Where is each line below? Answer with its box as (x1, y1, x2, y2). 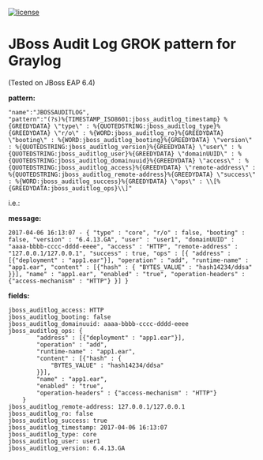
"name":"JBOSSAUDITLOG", (8, 108, 90, 116)
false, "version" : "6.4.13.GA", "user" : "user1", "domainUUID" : (8, 235, 235, 244)
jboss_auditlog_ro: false (8, 410, 93, 417)
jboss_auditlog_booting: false (8, 312, 111, 321)
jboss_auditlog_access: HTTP (8, 306, 104, 314)
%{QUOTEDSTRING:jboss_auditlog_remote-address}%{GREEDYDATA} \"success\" (8, 170, 257, 178)
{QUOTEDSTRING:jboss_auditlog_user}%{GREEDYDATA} (8, 150, 175, 158)
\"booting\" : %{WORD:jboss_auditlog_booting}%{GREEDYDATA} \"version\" (8, 136, 253, 144)
